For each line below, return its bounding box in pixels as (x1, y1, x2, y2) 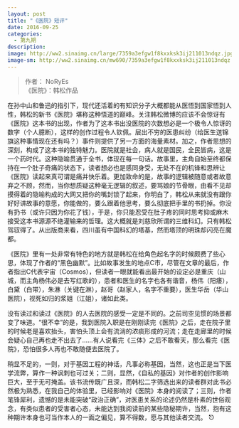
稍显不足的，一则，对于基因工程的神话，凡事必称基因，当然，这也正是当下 (7, 360, 225, 368)
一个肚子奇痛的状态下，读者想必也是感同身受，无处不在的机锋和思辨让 (19, 163, 225, 171)
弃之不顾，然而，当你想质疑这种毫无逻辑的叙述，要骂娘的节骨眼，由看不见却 (7, 181, 232, 189)
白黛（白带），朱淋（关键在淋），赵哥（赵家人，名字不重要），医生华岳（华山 (7, 285, 229, 294)
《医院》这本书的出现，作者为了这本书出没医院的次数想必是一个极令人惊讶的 (7, 119, 232, 127)
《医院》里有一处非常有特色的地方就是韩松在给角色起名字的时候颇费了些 (7, 250, 219, 258)
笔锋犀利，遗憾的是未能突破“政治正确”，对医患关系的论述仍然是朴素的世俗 (7, 395, 225, 404)
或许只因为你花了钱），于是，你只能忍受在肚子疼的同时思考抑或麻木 (31, 208, 229, 216)
